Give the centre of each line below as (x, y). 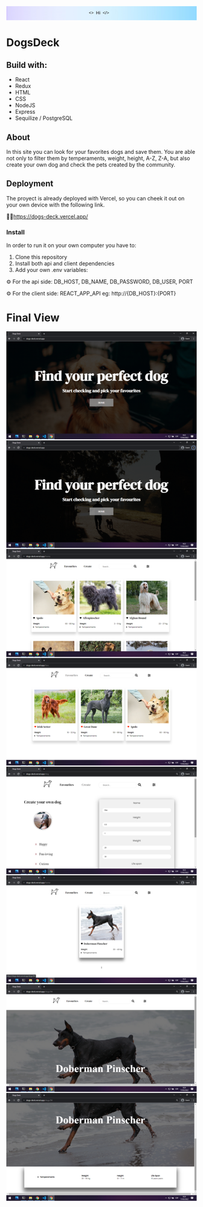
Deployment (30, 184)
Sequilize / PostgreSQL (44, 118)
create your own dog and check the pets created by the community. (91, 165)
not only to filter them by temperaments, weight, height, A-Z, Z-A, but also (98, 158)
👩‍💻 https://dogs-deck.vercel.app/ (47, 216)
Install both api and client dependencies (65, 263)
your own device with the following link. (56, 205)
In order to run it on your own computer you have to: (71, 245)
